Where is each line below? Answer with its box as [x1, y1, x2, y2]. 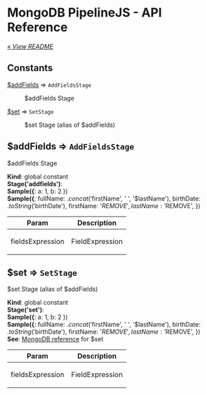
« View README [7, 42, 54, 50]
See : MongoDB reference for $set [7, 335, 103, 343]
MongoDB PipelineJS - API [7, 5, 162, 21]
